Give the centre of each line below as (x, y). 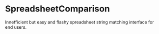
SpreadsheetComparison (58, 9)
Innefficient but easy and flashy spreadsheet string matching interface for (80, 22)
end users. (16, 27)
